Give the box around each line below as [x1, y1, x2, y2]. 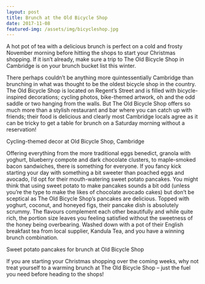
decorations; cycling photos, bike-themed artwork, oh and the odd [27, 93, 195, 101]
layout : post [6, 9, 40, 15]
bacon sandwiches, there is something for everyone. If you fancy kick [6, 162, 182, 170]
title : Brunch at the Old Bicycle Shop [6, 15, 108, 21]
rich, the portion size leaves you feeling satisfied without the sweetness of [6, 214, 193, 222]
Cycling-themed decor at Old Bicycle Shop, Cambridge [6, 138, 145, 145]
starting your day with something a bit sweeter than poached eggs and [6, 169, 184, 177]
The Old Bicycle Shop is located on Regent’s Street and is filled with [6, 87, 176, 95]
